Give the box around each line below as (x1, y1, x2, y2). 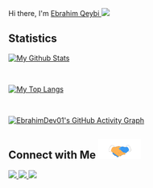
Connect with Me (8, 149, 97, 162)
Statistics (8, 32, 58, 46)
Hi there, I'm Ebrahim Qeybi (8, 9, 100, 18)
